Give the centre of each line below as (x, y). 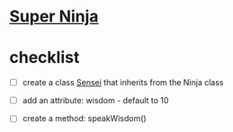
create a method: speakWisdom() (84, 119)
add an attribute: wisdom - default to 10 (95, 101)
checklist (45, 58)
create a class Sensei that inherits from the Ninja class (123, 83)
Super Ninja (54, 17)
